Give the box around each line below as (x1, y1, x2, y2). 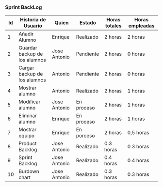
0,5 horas (127, 129, 149, 136)
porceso (76, 132, 95, 139)
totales (105, 22, 122, 29)
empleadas (128, 22, 155, 29)
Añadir (18, 31, 34, 37)
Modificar (18, 98, 41, 105)
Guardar (18, 45, 37, 51)
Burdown (18, 168, 40, 175)
